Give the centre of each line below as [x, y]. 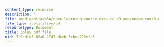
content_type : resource [29, 10]
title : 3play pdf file [28, 32]
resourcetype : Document [29, 28]
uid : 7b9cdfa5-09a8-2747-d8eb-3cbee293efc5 [50, 37]
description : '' [21, 14]
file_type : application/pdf [34, 23]
